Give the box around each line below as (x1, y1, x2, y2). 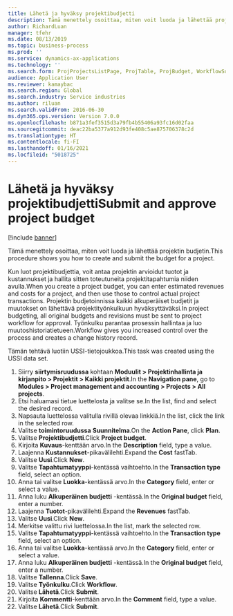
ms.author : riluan (8, 100, 61, 107)
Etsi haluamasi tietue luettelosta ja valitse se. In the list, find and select (17, 396, 217, 405)
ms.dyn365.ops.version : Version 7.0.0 (8, 113, 120, 119)
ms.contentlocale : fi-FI (8, 139, 80, 146)
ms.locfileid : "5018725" (8, 151, 80, 159)
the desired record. (17, 404, 73, 412)
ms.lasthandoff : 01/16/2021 (8, 145, 89, 152)
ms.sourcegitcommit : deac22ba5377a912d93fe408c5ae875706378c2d (8, 126, 194, 133)
